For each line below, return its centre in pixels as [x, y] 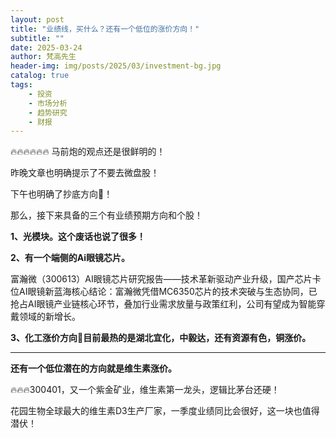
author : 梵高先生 [43, 57]
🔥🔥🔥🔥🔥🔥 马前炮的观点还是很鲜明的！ [88, 152]
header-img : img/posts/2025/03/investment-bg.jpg [116, 66]
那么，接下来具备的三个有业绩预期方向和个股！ [106, 215]
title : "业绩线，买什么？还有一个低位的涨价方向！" [105, 29]
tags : [21, 85]
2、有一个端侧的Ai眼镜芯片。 [70, 258]
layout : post [37, 19]
